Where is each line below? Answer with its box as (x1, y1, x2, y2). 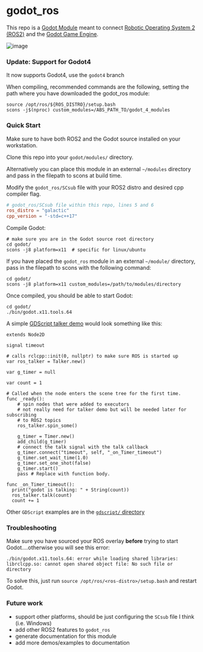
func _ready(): (6, 396, 45, 402)
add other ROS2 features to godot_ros (15, 626, 111, 633)
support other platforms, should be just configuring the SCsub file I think (15, 613, 194, 620)
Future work (6, 599, 43, 607)
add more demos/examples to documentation (15, 639, 130, 646)
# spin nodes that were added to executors (17, 401, 130, 407)
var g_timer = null (6, 369, 56, 376)
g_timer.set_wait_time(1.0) (17, 455, 88, 461)
